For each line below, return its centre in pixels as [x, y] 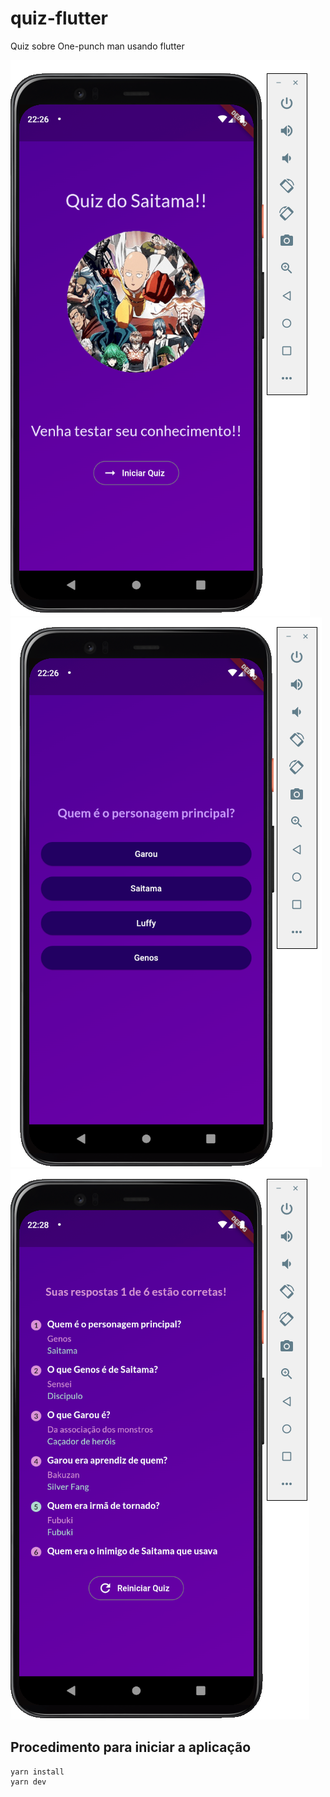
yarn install [37, 1772]
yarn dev [28, 1782]
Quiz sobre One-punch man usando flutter [97, 46]
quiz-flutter [59, 18]
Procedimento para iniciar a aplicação [131, 1747]
